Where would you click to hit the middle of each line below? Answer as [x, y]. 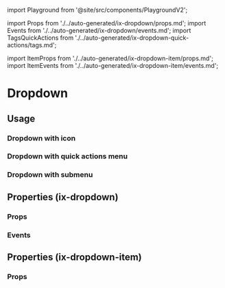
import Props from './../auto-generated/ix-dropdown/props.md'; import [107, 23]
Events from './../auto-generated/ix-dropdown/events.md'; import [99, 31]
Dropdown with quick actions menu [68, 156]
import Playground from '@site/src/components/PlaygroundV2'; [97, 10]
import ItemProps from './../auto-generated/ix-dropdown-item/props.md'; [110, 58]
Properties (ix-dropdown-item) [74, 257]
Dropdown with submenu [50, 175]
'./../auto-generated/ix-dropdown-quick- [132, 38]
